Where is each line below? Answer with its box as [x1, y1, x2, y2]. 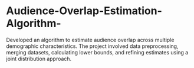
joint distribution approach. [6, 55, 72, 62]
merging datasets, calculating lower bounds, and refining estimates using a [6, 48, 189, 56]
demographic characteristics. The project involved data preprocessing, [6, 43, 179, 50]
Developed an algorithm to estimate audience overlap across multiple [6, 36, 175, 43]
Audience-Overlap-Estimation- [6, 4, 162, 18]
